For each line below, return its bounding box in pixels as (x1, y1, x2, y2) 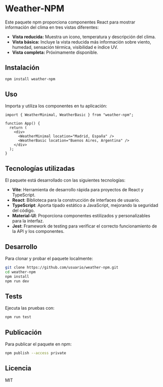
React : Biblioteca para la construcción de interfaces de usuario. (12, 197, 140, 203)
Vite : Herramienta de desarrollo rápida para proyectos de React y (12, 187, 144, 193)
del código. (12, 207, 35, 213)
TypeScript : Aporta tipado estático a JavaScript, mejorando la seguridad (12, 203, 159, 208)
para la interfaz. (12, 218, 44, 224)
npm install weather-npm (5, 76, 55, 81)
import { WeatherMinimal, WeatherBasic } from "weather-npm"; (5, 113, 134, 117)
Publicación (5, 328, 42, 337)
